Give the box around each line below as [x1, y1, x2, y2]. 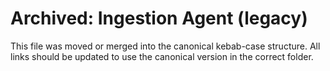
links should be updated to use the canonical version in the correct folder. [10, 50, 314, 62]
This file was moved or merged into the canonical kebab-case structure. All [10, 40, 321, 52]
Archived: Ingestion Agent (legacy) [10, 7, 308, 30]
